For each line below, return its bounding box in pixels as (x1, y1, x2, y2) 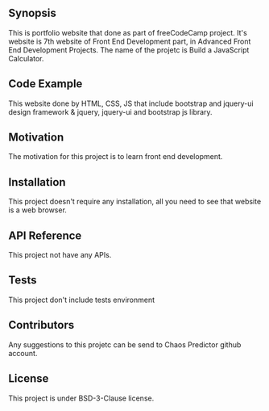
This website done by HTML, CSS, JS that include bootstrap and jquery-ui (8, 99, 254, 108)
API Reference (8, 229, 82, 242)
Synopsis (8, 6, 56, 20)
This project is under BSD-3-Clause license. (8, 393, 155, 403)
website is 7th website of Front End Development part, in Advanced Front (8, 36, 251, 46)
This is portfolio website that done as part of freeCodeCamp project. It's (8, 27, 247, 37)
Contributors (8, 318, 75, 332)
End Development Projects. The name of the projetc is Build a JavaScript (8, 44, 250, 55)
